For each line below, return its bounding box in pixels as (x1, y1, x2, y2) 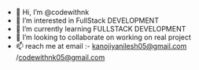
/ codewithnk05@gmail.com (15, 53, 105, 62)
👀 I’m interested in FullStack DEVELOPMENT (15, 16, 160, 25)
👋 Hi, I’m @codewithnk (15, 8, 90, 17)
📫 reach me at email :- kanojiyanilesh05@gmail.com (15, 42, 187, 50)
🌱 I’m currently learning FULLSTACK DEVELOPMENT (15, 24, 186, 33)
